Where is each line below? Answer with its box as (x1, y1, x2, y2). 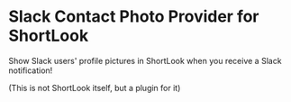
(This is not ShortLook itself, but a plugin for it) (8, 82, 181, 93)
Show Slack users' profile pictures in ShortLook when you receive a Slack (8, 55, 282, 66)
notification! (8, 65, 53, 76)
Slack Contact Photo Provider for (8, 6, 259, 27)
